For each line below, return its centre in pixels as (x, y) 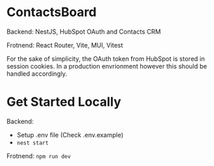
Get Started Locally (64, 102)
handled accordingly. (37, 74)
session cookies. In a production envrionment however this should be (107, 66)
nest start (33, 143)
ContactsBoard (52, 12)
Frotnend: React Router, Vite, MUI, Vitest (65, 45)
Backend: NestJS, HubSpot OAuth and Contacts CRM (84, 32)
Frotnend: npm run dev (39, 155)
